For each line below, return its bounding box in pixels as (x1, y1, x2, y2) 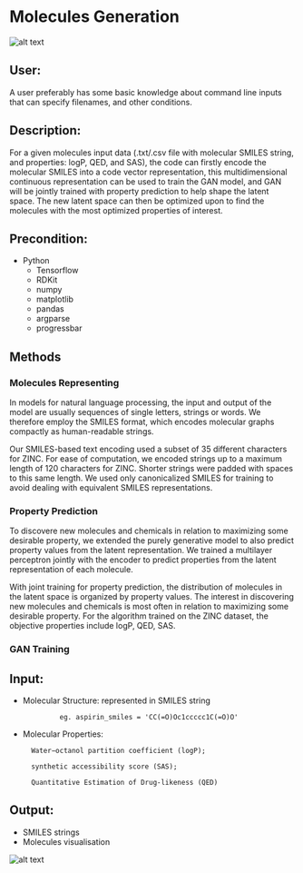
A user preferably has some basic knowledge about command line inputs (9, 86, 283, 97)
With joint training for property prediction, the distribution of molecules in (9, 581, 283, 592)
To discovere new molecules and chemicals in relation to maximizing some (9, 525, 288, 537)
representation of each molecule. (9, 564, 133, 575)
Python (22, 255, 50, 266)
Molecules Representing (9, 376, 120, 389)
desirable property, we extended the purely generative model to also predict (9, 535, 295, 546)
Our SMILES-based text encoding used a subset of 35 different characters (9, 443, 288, 455)
